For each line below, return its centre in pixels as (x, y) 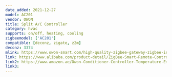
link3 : (12, 66)
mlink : (12, 52)
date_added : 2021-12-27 (31, 10)
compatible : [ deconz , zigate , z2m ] (43, 43)
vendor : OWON (19, 19)
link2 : (12, 62)
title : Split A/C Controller (36, 24)
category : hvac (21, 29)
